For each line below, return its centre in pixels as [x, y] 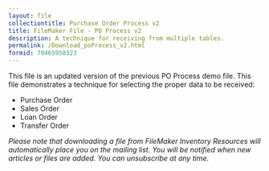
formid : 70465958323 [43, 53]
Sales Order [40, 108]
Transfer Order [45, 126]
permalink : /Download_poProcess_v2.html [77, 46]
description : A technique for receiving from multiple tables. [116, 38]
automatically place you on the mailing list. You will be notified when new [130, 150]
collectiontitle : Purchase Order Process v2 [84, 23]
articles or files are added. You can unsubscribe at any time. [109, 158]
